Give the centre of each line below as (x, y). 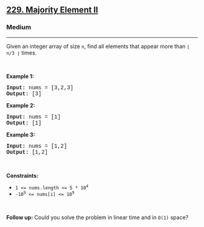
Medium (19, 27)
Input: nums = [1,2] (37, 146)
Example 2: (21, 105)
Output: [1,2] (27, 152)
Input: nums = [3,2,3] (40, 88)
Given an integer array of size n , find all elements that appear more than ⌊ (98, 46)
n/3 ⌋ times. (22, 53)
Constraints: (22, 175)
